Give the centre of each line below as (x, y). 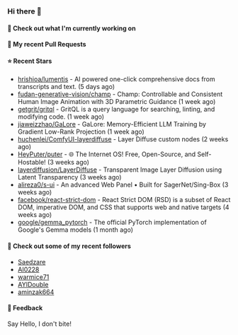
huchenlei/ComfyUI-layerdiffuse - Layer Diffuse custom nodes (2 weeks (123, 139)
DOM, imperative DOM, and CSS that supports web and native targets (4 (123, 207)
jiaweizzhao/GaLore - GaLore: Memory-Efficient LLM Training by (112, 124)
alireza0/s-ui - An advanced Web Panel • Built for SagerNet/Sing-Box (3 (123, 185)
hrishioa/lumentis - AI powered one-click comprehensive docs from (117, 79)
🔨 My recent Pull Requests (47, 45)
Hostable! (32, 163)
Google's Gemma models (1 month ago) (75, 230)
